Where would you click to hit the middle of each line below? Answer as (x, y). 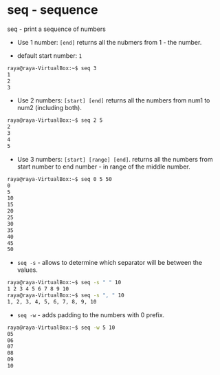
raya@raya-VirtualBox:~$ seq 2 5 (55, 120)
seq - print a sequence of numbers (57, 29)
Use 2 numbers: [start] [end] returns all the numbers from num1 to (113, 100)
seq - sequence (53, 10)
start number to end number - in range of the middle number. (103, 167)
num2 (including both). (49, 108)
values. (27, 270)
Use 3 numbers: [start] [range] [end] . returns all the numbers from (115, 159)
